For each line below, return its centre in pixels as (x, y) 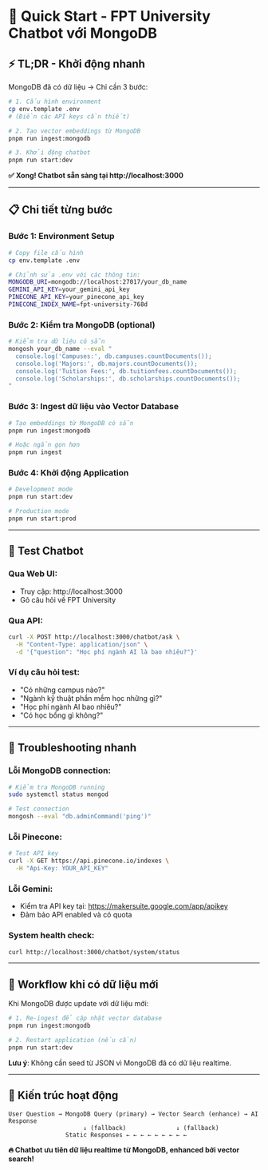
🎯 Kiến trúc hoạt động (63, 1095)
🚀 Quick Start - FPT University (110, 16)
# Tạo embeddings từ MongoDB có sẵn (71, 423)
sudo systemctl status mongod (59, 794)
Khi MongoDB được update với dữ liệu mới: (79, 1004)
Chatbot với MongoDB (83, 33)
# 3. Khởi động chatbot (49, 153)
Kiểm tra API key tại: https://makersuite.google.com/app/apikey (124, 906)
